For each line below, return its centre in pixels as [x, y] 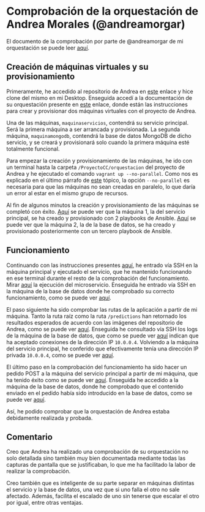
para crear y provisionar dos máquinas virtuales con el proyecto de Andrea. [102, 111]
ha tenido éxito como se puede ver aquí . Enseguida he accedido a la [92, 380]
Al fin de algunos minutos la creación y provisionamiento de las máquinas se [102, 205]
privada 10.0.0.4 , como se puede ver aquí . [60, 355]
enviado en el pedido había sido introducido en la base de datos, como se [99, 393]
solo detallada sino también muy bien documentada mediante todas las [96, 458]
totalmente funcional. [33, 149]
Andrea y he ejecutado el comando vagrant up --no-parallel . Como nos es [102, 173]
